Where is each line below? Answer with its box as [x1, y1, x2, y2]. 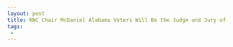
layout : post [7, 10, 45, 17]
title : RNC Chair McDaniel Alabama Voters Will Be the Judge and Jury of [7, 17, 227, 23]
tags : [7, 23, 23, 30]
